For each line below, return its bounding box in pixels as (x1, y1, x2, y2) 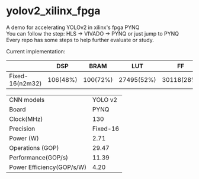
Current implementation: (6, 47, 66, 55)
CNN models (9, 95, 45, 104)
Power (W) (9, 134, 40, 142)
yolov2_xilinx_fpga (6, 4, 101, 18)
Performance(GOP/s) (9, 153, 69, 161)
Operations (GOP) (9, 143, 59, 152)
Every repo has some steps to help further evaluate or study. (6, 36, 154, 43)
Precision (9, 124, 36, 133)
